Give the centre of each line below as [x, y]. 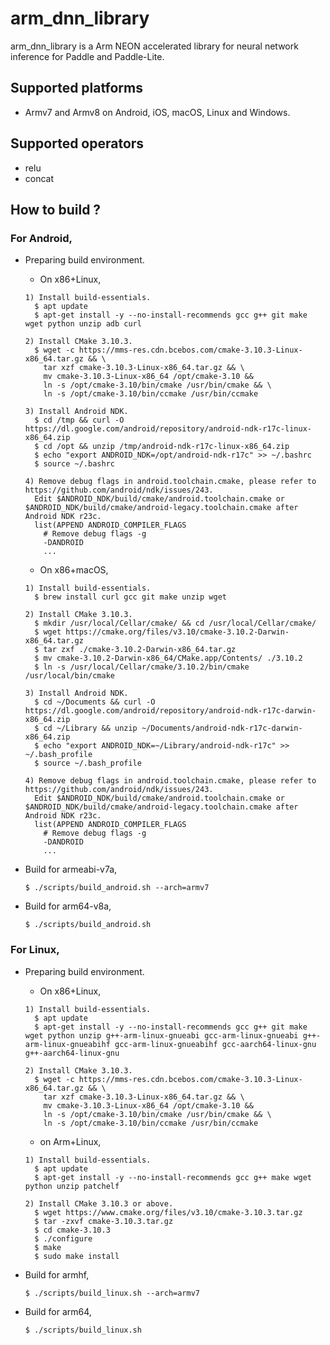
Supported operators [77, 143]
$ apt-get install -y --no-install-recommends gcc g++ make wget [173, 1177]
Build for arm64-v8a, [68, 906]
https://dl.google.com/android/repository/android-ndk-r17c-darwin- [170, 711]
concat [39, 178]
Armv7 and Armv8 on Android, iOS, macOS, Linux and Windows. [157, 112]
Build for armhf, [57, 1274]
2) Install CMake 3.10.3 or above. [99, 1203]
